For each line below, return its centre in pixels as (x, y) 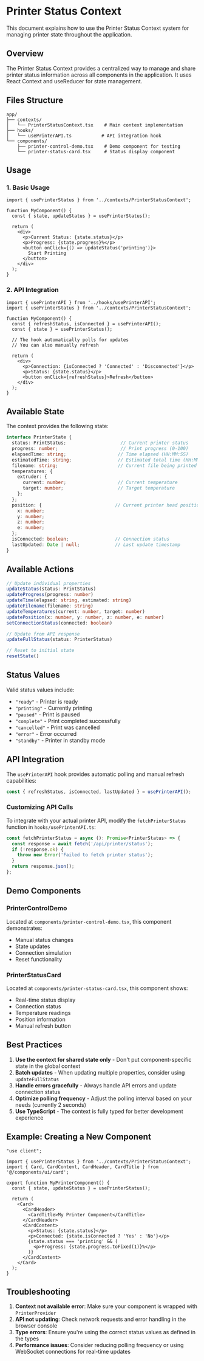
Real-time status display (45, 1000)
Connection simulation (43, 952)
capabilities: (21, 780)
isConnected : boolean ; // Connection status (91, 539)
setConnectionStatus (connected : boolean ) (59, 623)
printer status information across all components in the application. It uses (99, 75)
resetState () (23, 656)
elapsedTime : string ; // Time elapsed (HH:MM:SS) (100, 454)
